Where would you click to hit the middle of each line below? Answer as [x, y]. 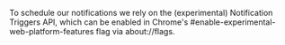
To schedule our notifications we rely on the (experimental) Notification [141, 13]
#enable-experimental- [233, 22]
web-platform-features [52, 31]
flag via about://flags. [135, 31]
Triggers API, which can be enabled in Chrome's [99, 22]
